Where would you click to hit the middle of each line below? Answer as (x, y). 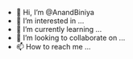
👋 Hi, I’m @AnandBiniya (55, 12)
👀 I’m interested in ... (50, 21)
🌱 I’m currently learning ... (59, 29)
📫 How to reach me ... (53, 47)
